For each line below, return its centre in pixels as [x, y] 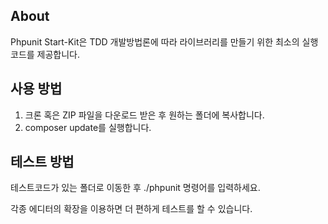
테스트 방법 [42, 162]
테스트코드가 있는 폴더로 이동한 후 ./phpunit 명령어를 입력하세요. [135, 188]
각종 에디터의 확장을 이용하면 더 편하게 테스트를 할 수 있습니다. [131, 209]
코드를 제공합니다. [45, 54]
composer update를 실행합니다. [88, 127]
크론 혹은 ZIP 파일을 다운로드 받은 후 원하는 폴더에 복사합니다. [144, 115]
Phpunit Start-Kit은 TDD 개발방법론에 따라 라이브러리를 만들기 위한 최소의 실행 [164, 41]
